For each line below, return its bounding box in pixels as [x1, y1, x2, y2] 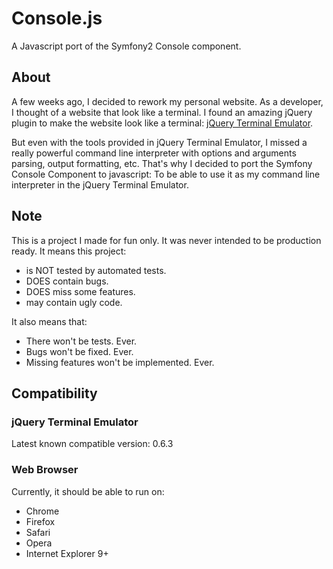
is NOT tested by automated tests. [25, 264, 167, 276]
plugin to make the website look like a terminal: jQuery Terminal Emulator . [11, 117, 314, 129]
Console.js [11, 7, 103, 30]
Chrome [25, 505, 60, 517]
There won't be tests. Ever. [25, 335, 138, 347]
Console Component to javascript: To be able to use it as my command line [11, 168, 321, 180]
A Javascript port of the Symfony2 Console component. [11, 40, 242, 52]
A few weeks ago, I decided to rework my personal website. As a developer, [11, 95, 324, 107]
